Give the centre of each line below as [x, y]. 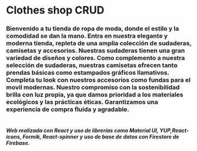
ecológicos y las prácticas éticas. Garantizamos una [82, 102]
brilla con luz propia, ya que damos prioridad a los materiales [95, 95]
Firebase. [18, 143]
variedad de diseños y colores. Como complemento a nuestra [96, 58]
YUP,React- [174, 130]
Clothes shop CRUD [55, 10]
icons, [14, 137]
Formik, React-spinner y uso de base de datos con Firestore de [101, 137]
